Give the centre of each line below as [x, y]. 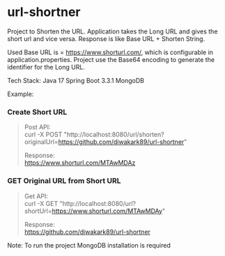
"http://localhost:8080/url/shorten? [114, 135]
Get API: [36, 196]
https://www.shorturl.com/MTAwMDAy [107, 211]
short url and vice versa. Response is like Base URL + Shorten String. [106, 38]
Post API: [37, 127]
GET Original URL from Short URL [64, 181]
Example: [21, 94]
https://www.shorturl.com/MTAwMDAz [80, 163]
